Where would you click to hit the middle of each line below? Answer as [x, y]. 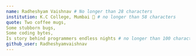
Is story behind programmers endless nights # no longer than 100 [88, 38]
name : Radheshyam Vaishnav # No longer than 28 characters [79, 11]
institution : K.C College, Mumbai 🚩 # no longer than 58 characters [91, 17]
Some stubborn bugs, [31, 28]
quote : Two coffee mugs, [36, 22]
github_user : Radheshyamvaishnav [47, 44]
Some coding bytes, [30, 33]
